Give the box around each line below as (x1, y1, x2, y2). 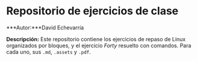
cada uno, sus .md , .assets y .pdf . (6, 48, 92, 55)
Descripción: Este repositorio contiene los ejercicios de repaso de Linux (6, 35, 186, 42)
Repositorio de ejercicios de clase (6, 4, 179, 18)
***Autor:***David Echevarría (6, 24, 84, 31)
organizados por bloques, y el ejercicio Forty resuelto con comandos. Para (6, 42, 192, 49)
